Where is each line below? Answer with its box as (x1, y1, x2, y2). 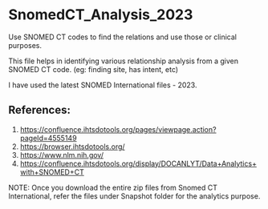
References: (8, 103, 71, 117)
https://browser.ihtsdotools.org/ (19, 142, 126, 151)
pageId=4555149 (19, 133, 78, 143)
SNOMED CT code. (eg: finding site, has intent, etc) (8, 64, 179, 74)
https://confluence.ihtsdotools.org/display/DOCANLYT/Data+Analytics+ (19, 159, 257, 168)
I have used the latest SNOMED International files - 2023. (8, 80, 197, 90)
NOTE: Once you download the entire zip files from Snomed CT (8, 183, 218, 192)
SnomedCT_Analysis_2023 (8, 6, 193, 24)
